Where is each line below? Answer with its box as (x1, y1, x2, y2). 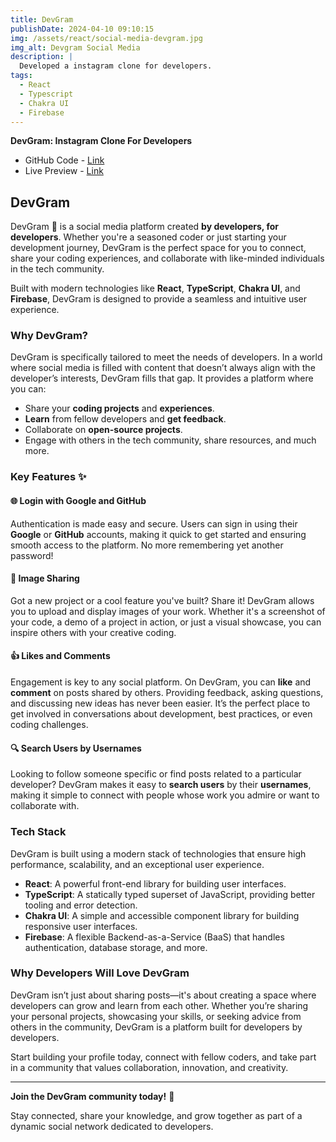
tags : (10, 71, 33, 81)
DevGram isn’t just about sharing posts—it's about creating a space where (10, 989, 317, 1001)
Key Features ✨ (10, 470, 87, 484)
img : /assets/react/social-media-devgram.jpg (10, 33, 203, 43)
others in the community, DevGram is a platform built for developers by (10, 1021, 303, 1033)
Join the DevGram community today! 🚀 (10, 1090, 175, 1102)
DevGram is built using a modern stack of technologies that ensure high (10, 847, 307, 860)
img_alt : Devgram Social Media (10, 42, 141, 53)
